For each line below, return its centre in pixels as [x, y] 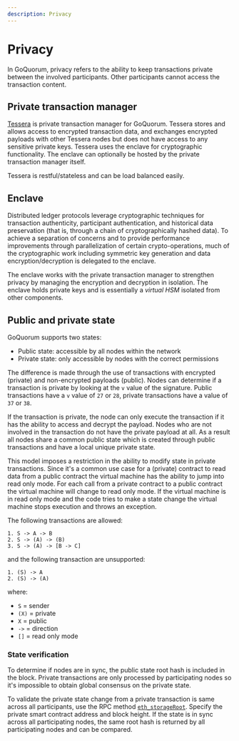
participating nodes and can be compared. [70, 730]
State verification [38, 655]
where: [18, 592]
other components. [35, 298]
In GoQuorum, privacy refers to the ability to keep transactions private [110, 69]
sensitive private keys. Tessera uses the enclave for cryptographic [105, 146]
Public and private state [61, 320]
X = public [32, 621]
